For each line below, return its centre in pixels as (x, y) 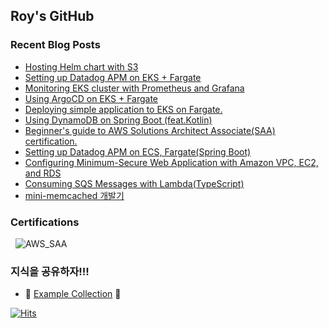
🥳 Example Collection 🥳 (73, 294)
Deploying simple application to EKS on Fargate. (123, 109)
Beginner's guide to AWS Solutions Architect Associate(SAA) (150, 130)
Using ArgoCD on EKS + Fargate (91, 98)
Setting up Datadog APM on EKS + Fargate (113, 77)
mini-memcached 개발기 (74, 195)
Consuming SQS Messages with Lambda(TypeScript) (134, 183)
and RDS (43, 173)
